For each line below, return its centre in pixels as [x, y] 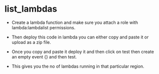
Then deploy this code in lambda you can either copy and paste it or [80, 37]
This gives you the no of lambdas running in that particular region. [78, 66]
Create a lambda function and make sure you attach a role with [75, 22]
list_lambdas [31, 9]
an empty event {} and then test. [44, 56]
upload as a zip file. [31, 42]
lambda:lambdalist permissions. [43, 27]
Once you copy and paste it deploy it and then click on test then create [83, 52]
